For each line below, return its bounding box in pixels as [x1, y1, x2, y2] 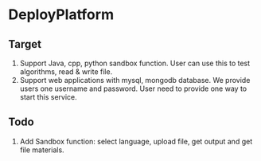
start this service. [19, 92, 77, 101]
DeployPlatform [8, 6, 114, 24]
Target [8, 37, 42, 51]
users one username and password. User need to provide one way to [19, 84, 247, 93]
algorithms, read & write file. [19, 67, 113, 77]
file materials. [19, 145, 65, 155]
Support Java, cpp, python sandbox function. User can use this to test [19, 58, 251, 68]
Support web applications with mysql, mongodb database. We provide [19, 76, 251, 84]
